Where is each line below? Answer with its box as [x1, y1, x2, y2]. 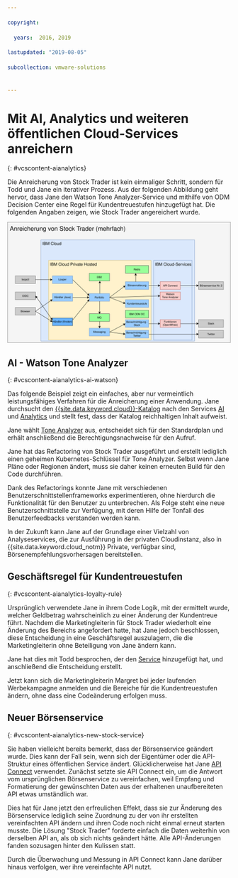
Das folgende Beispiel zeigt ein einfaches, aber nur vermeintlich [7, 389, 194, 398]
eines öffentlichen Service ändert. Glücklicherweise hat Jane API [32, 759, 222, 768]
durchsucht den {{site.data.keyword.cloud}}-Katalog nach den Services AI [7, 404, 225, 413]
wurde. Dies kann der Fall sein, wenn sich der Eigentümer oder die [7, 752, 201, 760]
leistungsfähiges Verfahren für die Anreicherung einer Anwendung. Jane [7, 396, 220, 405]
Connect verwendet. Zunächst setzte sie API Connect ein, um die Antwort [7, 767, 223, 776]
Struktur [7, 759, 31, 768]
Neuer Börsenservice [7, 712, 104, 724]
